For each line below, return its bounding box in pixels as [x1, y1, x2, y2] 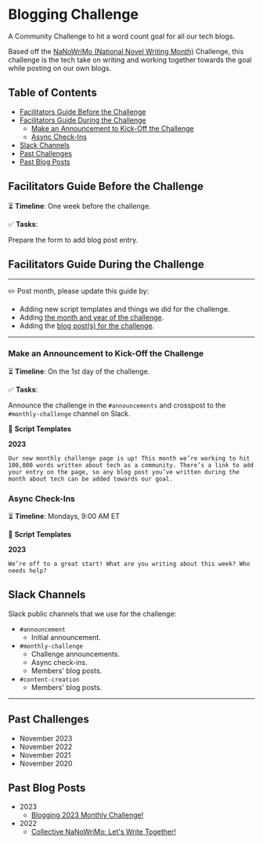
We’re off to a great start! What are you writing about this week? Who [8, 560, 250, 568]
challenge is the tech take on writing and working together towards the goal [8, 55, 252, 64]
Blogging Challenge [8, 5, 139, 24]
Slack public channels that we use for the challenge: [8, 608, 177, 618]
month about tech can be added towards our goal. [8, 475, 174, 483]
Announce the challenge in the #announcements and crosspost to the [8, 400, 226, 410]
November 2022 [19, 742, 73, 751]
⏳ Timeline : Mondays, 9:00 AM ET [8, 511, 120, 521]
